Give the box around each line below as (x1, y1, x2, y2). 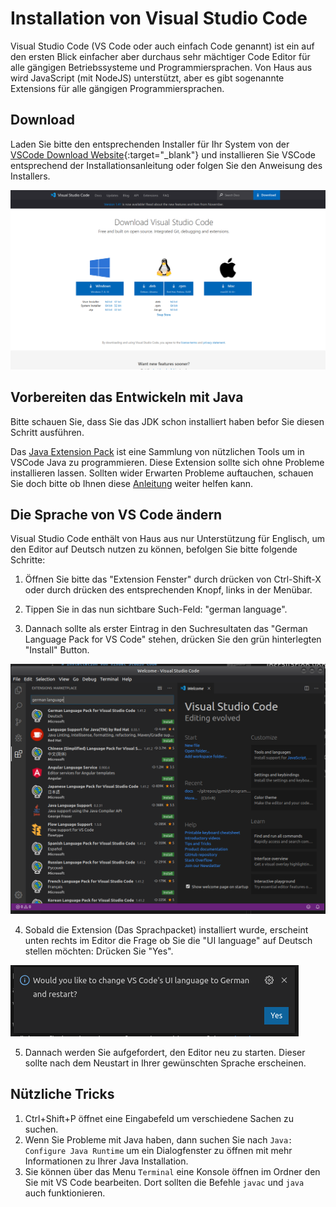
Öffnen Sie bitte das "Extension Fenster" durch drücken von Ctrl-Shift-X (24, 573, 322, 586)
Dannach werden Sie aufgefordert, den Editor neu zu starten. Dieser (24, 1046, 306, 1058)
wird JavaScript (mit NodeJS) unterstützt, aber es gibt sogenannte (10, 72, 285, 84)
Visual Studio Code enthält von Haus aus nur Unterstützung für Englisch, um (10, 533, 325, 545)
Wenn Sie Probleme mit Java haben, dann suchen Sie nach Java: (24, 1133, 293, 1146)
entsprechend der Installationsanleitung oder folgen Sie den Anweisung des (10, 159, 323, 171)
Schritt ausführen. (10, 426, 85, 438)
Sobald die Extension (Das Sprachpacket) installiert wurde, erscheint (24, 923, 309, 936)
